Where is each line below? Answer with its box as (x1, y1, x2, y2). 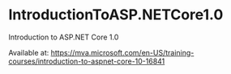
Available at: (8, 47, 49, 57)
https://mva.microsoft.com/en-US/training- (50, 47, 195, 57)
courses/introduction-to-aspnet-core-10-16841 (8, 56, 165, 66)
